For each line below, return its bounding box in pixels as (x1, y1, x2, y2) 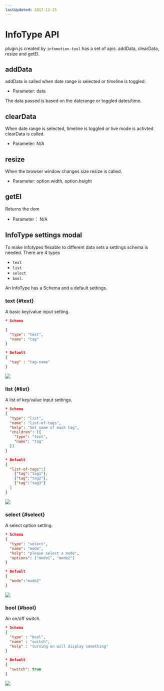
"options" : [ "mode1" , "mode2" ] (9, 555, 75, 560)
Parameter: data (12, 88, 46, 94)
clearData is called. (5, 131, 45, 137)
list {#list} (5, 385, 30, 392)
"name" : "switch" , (9, 639, 50, 644)
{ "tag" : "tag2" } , (14, 476, 48, 481)
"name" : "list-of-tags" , (9, 420, 61, 425)
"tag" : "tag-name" (9, 359, 50, 365)
